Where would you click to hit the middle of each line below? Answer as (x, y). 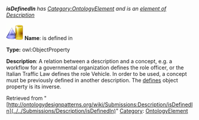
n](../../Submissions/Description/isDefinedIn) (61, 111)
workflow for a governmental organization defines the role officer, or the (95, 67)
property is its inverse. (34, 87)
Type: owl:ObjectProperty (38, 50)
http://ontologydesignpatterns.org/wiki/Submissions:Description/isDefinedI (100, 104)
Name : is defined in (48, 38)
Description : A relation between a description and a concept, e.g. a (89, 61)
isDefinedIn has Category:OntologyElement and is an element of (86, 9)
